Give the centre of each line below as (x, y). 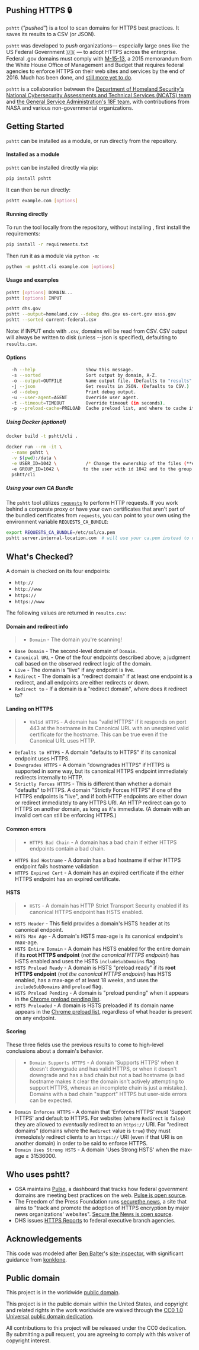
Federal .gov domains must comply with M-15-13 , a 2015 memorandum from (99, 58)
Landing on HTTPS (30, 709)
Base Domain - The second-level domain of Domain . (76, 651)
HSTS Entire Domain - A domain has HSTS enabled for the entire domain (102, 948)
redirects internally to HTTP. (49, 778)
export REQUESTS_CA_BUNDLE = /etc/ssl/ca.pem (61, 533)
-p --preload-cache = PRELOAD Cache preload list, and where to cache (99, 409)
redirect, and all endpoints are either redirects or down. (82, 683)
